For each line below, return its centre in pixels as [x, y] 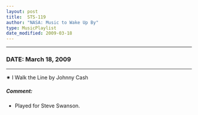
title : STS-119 [26, 17]
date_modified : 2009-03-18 [39, 33]
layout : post [22, 11]
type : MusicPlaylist [32, 28]
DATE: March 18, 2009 [39, 59]
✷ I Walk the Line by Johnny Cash [47, 77]
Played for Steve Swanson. [47, 106]
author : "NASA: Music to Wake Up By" [52, 22]
